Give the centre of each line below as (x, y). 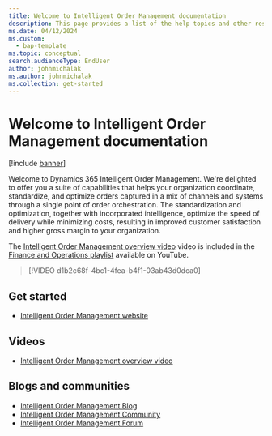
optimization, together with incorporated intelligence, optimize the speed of (134, 214)
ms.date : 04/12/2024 (43, 31)
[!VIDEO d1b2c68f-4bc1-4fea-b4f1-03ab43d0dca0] (114, 271)
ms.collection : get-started (56, 83)
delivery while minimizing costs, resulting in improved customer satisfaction (135, 222)
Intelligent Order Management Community (90, 414)
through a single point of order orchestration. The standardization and (125, 205)
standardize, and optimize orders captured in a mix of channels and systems (136, 196)
